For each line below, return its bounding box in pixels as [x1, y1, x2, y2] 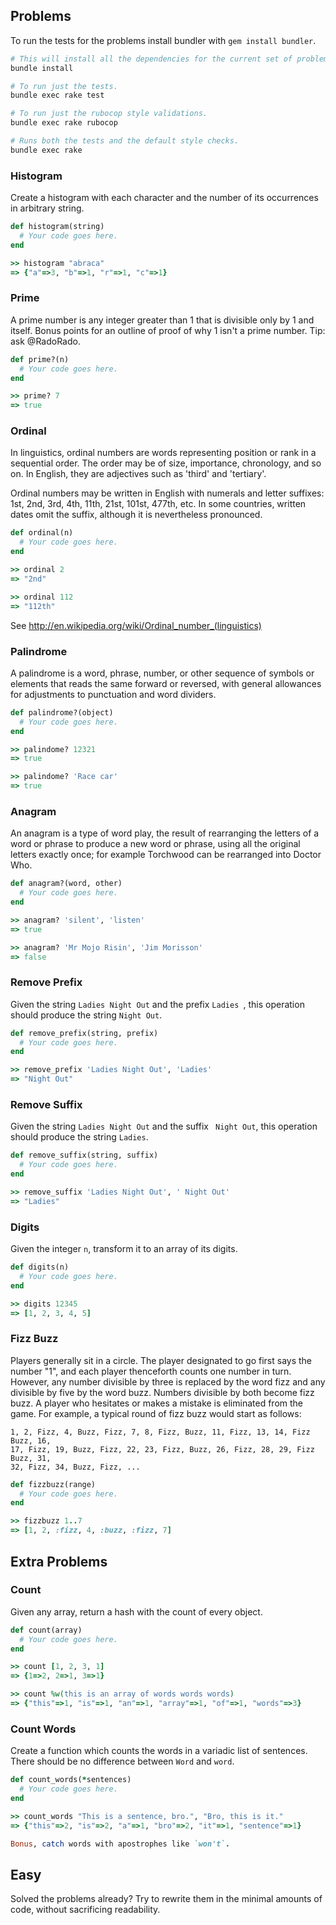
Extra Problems [10, 1553, 108, 1570]
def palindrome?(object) [10, 707, 114, 718]
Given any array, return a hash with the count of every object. [10, 1605, 263, 1618]
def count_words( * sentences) [10, 1775, 132, 1785]
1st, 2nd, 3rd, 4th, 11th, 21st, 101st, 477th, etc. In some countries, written [10, 498, 307, 510]
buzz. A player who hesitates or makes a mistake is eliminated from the [10, 1397, 304, 1409]
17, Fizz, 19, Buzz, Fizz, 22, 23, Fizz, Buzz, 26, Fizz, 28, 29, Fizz [10, 1444, 315, 1454]
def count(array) [10, 1625, 83, 1635]
